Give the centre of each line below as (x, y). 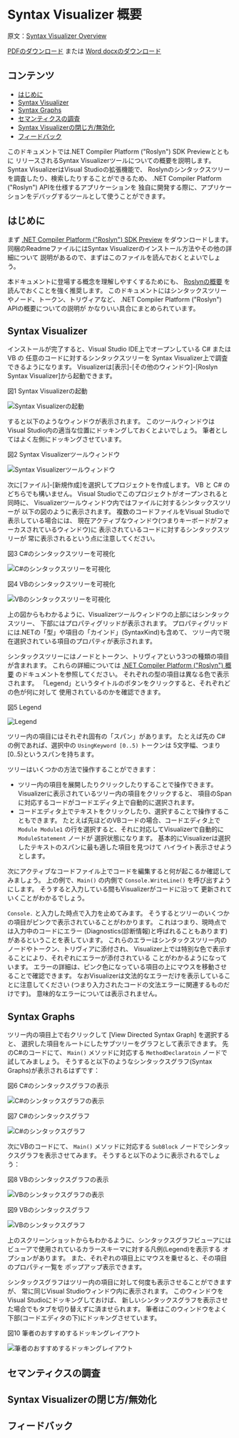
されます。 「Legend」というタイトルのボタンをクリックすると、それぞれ (116, 683)
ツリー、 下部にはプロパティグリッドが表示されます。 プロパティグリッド (121, 623)
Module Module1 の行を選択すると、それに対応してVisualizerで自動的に (121, 829)
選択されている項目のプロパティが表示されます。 (85, 641)
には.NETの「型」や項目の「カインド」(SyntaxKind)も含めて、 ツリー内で (116, 633)
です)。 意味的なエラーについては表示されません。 (87, 993)
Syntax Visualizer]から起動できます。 (62, 376)
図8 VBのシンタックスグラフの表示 (58, 1179)
